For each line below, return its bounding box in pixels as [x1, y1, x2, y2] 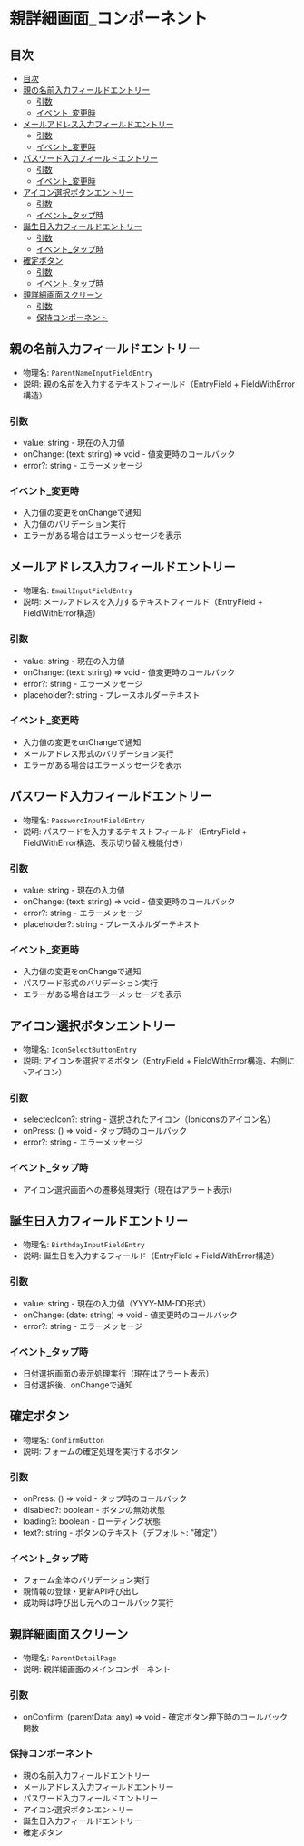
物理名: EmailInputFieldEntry [22, 585, 133, 596]
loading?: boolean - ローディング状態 [22, 1516, 162, 1527]
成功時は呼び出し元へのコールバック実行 [22, 1598, 174, 1609]
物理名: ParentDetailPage [22, 1652, 117, 1663]
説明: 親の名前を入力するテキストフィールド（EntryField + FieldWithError [22, 378, 296, 389]
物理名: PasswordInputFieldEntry [22, 814, 145, 825]
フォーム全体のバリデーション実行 [22, 1575, 151, 1586]
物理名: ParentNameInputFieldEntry [22, 367, 153, 378]
